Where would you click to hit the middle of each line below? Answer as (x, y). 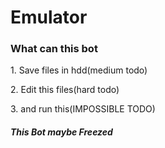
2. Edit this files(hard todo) (65, 90)
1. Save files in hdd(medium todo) (79, 70)
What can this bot (54, 49)
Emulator (49, 17)
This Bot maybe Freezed (61, 132)
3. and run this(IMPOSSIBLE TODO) (83, 109)
